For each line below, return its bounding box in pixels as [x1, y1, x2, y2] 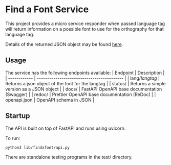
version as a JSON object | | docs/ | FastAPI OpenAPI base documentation [5, 86, 162, 92]
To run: [5, 135, 20, 141]
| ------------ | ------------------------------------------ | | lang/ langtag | [5, 75, 160, 81]
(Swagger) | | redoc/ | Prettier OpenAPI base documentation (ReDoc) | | [5, 91, 156, 98]
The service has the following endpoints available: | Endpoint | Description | [5, 69, 165, 76]
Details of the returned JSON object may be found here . [5, 41, 123, 47]
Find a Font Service [5, 4, 89, 15]
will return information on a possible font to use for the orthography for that [5, 26, 164, 32]
